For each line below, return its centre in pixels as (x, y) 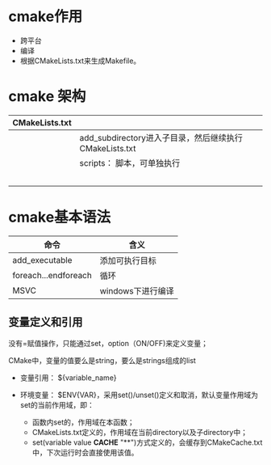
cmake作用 (46, 17)
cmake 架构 (47, 97)
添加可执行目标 (128, 260)
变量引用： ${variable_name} (68, 378)
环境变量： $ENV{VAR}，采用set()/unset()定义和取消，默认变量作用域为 (139, 395)
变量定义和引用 (46, 322)
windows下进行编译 (137, 290)
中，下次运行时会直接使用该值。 (85, 452)
